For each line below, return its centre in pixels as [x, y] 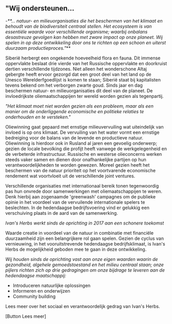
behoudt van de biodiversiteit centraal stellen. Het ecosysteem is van [79, 26]
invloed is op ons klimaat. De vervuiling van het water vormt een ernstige [82, 132]
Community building [34, 296]
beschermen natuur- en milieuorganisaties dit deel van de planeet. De [79, 90]
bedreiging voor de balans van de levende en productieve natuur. [74, 137]
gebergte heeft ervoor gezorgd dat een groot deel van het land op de [78, 74]
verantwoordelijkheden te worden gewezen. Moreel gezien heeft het [78, 165]
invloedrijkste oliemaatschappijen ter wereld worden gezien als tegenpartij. [84, 96]
